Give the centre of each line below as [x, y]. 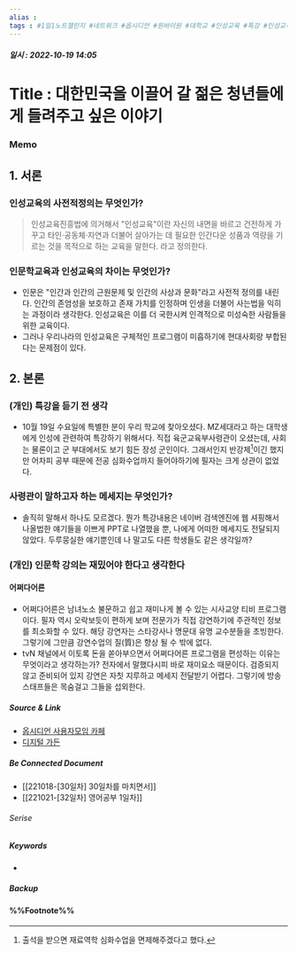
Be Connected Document [56, 762]
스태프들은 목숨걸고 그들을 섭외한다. [84, 686]
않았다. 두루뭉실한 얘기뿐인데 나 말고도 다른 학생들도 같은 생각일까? [137, 539]
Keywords [28, 846]
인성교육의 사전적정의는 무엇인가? [76, 203]
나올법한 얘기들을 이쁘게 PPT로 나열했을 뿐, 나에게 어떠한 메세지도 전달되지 [151, 528]
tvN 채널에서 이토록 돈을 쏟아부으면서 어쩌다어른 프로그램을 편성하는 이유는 [151, 653]
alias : [23, 17]
